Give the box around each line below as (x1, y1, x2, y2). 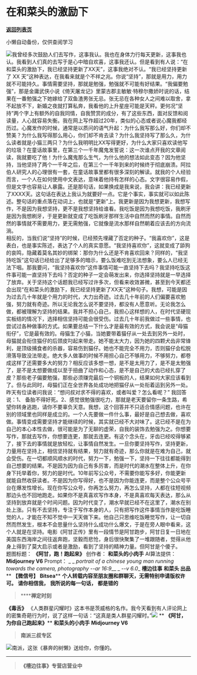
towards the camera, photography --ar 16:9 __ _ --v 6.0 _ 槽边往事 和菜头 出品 (6, 565, 191, 572)
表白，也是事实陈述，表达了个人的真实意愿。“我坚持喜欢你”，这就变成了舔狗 (6, 241, 191, 248)
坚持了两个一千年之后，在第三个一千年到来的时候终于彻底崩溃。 (26, 161, 181, 168)
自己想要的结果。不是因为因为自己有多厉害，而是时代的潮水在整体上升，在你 (6, 462, 191, 469)
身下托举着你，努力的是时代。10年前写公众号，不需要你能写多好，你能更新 (6, 469, 186, 476)
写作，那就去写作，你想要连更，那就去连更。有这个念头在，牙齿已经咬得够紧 (6, 432, 191, 439)
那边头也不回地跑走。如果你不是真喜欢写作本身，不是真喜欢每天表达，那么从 (6, 491, 191, 498)
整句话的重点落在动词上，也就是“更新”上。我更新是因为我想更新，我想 (16, 197, 186, 204)
